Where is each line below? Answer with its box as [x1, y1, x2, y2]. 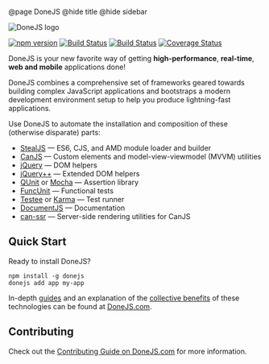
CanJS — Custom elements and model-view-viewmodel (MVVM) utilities [19, 152, 262, 161]
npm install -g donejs [8, 271, 85, 280]
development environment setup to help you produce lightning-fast [8, 95, 231, 104]
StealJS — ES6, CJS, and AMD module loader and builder [19, 143, 212, 152]
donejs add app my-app [8, 279, 85, 287]
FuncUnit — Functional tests [19, 186, 114, 196]
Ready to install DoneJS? [8, 256, 91, 266]
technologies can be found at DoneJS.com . [8, 301, 152, 311]
